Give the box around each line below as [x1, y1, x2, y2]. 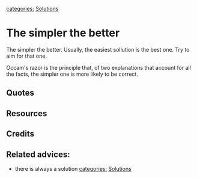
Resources [6, 108, 47, 118]
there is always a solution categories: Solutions [14, 165, 132, 172]
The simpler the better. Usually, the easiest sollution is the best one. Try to [6, 46, 190, 53]
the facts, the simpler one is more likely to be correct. [6, 70, 138, 78]
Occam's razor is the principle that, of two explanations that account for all [6, 64, 191, 71]
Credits [6, 129, 35, 139]
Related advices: [6, 149, 70, 159]
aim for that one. [6, 52, 47, 60]
